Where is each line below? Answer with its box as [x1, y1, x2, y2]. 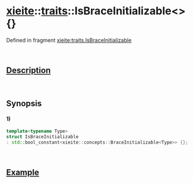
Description [6, 66, 51, 76]
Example [6, 168, 39, 178]
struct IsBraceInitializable [6, 134, 79, 140]
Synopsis [6, 98, 42, 108]
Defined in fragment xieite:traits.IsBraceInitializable [6, 36, 132, 44]
